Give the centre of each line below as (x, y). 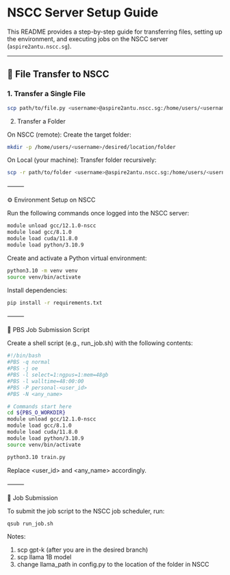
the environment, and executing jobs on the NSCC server (88, 38)
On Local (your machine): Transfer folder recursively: (82, 160)
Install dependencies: (37, 290)
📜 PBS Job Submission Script (49, 330)
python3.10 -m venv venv (42, 270)
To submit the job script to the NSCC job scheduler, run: (86, 511)
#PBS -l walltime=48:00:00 (46, 381)
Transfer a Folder (41, 121)
